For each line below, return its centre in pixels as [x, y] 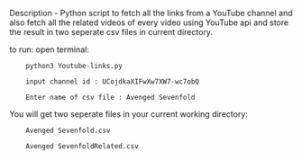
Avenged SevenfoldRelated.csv [82, 147]
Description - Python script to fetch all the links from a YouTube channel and [151, 13]
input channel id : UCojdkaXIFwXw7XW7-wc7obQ [113, 82]
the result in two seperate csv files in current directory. [111, 32]
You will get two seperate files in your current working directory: [128, 114]
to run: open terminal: [50, 49]
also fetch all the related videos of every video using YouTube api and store [149, 22]
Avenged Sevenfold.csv [68, 130]
